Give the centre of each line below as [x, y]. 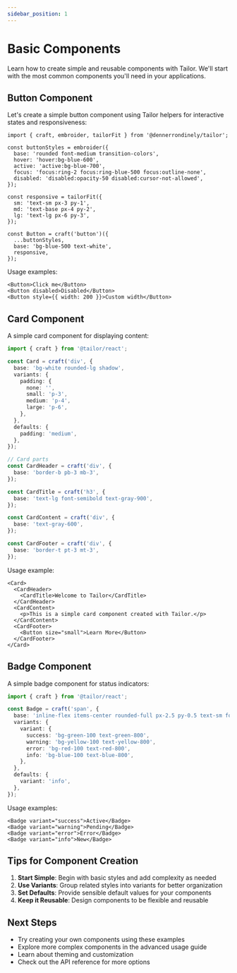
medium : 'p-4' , [48, 401]
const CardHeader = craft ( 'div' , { [60, 466]
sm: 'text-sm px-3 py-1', [52, 203]
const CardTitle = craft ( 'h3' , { [56, 492]
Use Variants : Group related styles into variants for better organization [120, 886]
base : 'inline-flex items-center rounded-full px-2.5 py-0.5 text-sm [118, 716]
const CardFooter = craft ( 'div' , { [60, 544]
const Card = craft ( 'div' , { [50, 362]
